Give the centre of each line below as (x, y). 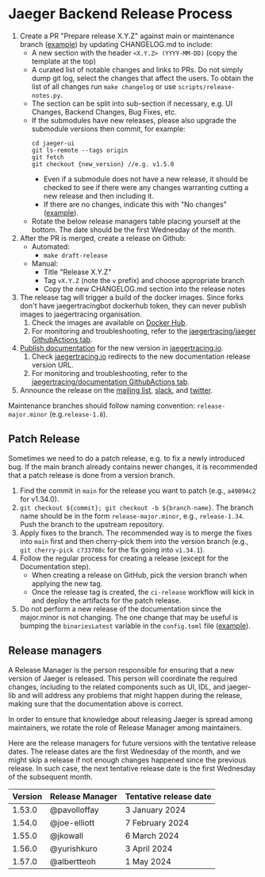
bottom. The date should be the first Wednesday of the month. (134, 229)
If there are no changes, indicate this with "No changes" (135, 204)
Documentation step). (55, 566)
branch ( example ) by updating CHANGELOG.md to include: (116, 44)
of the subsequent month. (50, 777)
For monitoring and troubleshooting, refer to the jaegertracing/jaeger (144, 331)
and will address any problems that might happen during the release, (130, 695)
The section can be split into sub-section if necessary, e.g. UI (132, 103)
